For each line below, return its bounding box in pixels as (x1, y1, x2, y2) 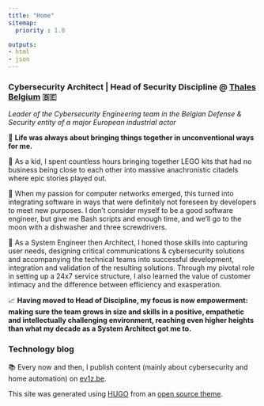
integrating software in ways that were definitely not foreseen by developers (8, 197, 257, 207)
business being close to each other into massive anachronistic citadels (8, 165, 239, 175)
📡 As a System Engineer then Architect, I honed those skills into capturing (8, 238, 248, 248)
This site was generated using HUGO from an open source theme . (8, 389, 224, 398)
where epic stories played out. (8, 173, 107, 183)
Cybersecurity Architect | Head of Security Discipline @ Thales (8, 81, 257, 92)
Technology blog (8, 343, 75, 355)
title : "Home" (8, 11, 55, 20)
